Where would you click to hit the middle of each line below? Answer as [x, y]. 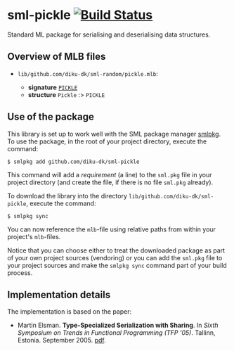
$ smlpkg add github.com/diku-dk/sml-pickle [73, 162]
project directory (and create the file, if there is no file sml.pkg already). [110, 182]
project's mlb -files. [34, 236]
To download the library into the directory [67, 196]
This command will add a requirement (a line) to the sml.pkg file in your [110, 174]
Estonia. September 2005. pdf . [62, 340]
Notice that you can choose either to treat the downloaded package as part [116, 250]
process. [20, 273]
